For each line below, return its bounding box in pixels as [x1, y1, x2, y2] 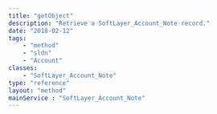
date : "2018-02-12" [8, 26, 74, 35]
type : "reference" [8, 79, 70, 87]
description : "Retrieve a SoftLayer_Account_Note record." [8, 19, 211, 27]
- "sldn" [23, 49, 52, 57]
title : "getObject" [8, 11, 74, 20]
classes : [8, 64, 38, 72]
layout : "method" [8, 86, 67, 95]
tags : [8, 34, 27, 43]
